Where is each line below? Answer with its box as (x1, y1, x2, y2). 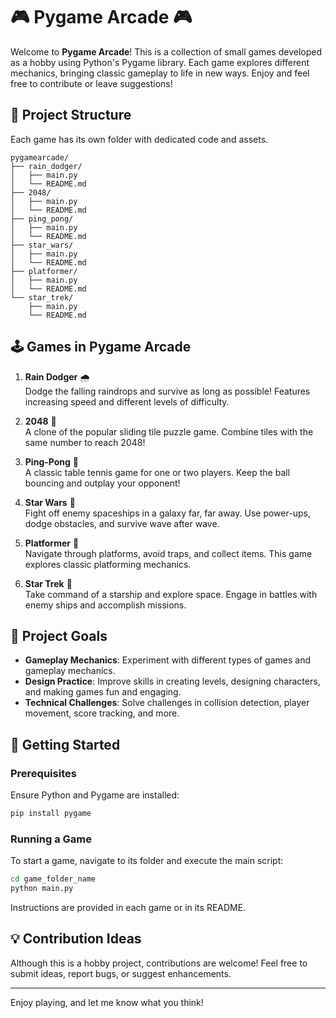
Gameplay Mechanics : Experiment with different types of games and (24, 654, 312, 666)
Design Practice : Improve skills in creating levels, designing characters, (24, 675, 321, 688)
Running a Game (10, 832, 92, 846)
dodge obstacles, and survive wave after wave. (24, 517, 220, 529)
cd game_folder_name (10, 874, 97, 884)
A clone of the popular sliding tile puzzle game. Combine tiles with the (24, 425, 314, 438)
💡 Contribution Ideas (10, 930, 142, 948)
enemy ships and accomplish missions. (24, 599, 187, 611)
